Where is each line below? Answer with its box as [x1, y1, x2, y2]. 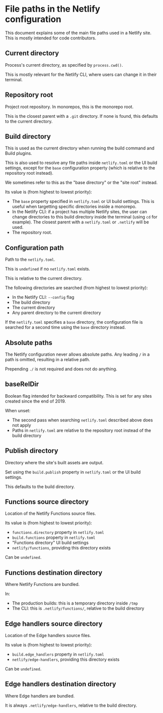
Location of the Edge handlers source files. [5, 633, 91, 639]
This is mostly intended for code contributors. [5, 35, 97, 41]
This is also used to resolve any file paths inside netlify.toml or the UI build [5, 160, 158, 166]
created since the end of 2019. [5, 398, 66, 404]
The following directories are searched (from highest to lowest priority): [5, 285, 148, 291]
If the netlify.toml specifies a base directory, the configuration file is [5, 319, 143, 325]
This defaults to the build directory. [5, 483, 75, 490]
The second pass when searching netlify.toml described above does [12, 417, 153, 423]
